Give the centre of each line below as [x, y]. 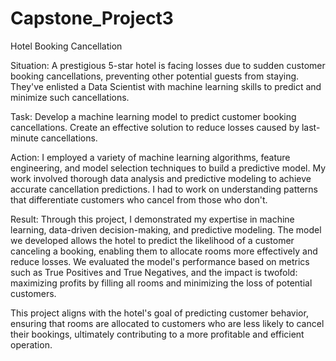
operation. [31, 344]
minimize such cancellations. [70, 97]
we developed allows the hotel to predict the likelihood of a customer [152, 240]
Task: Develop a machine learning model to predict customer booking [153, 116]
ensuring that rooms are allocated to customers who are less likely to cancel [167, 323]
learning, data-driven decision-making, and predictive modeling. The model [166, 229]
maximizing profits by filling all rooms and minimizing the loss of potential [161, 283]
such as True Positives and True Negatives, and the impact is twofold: [154, 272]
